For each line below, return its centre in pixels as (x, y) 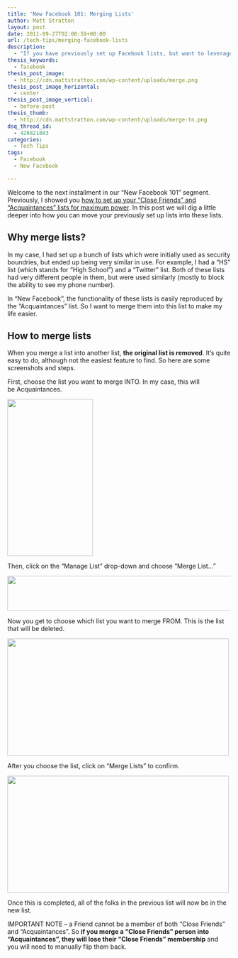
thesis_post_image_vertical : (50, 100)
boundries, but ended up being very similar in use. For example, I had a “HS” (119, 262)
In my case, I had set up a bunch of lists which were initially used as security (119, 254)
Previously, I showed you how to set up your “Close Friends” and (102, 200)
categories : (25, 139)
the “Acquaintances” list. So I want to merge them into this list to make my (115, 306)
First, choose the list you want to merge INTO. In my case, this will (103, 382)
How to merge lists (50, 336)
